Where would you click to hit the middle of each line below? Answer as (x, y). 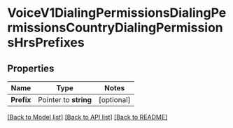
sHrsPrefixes (46, 43)
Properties (31, 68)
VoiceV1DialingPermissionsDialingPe (117, 13)
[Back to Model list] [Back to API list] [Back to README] (87, 117)
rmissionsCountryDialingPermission (115, 28)
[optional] (114, 100)
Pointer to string (65, 100)
